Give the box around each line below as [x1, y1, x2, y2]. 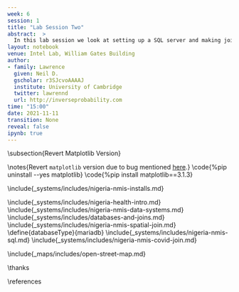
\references [7, 277, 42, 286]
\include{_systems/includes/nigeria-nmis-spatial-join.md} [7, 221, 176, 229]
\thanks [7, 264, 30, 272]
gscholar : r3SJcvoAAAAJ [14, 76, 84, 84]
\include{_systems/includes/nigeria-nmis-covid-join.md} [31, 236, 198, 244]
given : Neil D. [14, 70, 59, 77]
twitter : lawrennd [14, 90, 69, 97]
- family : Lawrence [7, 63, 65, 71]
